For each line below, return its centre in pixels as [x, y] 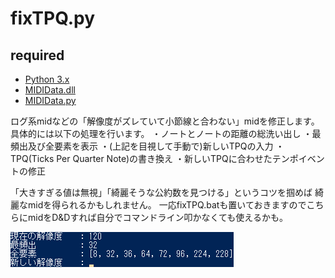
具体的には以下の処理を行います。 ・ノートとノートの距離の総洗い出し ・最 [166, 133]
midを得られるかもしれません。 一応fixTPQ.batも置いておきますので [167, 205]
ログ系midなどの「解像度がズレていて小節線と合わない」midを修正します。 [165, 121]
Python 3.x [47, 79]
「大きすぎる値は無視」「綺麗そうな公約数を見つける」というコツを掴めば [161, 192]
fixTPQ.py [53, 18]
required [37, 55]
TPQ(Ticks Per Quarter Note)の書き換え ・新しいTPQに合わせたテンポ [154, 158]
